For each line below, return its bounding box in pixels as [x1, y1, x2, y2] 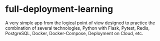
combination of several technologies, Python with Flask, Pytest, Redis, [5, 25, 150, 31]
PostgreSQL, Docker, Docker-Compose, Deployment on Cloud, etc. [5, 30, 143, 36]
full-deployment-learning [5, 3, 113, 15]
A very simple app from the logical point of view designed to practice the [5, 20, 155, 26]
